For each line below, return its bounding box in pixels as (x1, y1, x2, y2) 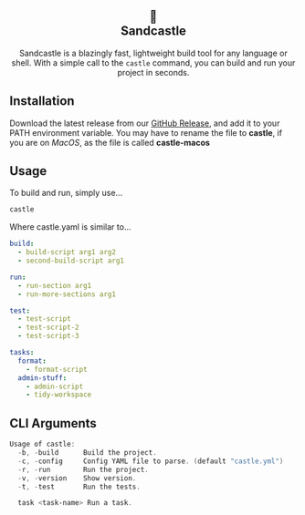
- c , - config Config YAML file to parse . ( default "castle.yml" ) (17, 457, 284, 466)
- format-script (26, 365, 89, 374)
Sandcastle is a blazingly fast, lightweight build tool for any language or (19, 47, 288, 58)
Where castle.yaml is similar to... (9, 221, 131, 232)
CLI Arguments (9, 416, 98, 431)
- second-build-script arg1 (17, 256, 125, 265)
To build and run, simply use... (9, 188, 123, 199)
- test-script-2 (17, 323, 79, 333)
